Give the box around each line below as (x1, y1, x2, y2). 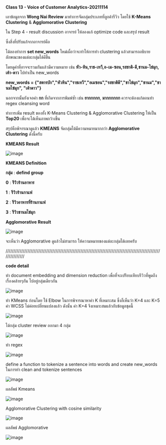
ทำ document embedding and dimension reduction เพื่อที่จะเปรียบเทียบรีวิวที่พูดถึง (5, 273, 157, 278)
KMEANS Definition (5, 160, 46, 166)
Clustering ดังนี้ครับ (5, 131, 42, 137)
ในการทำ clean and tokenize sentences (5, 366, 82, 372)
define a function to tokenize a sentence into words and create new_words (5, 362, 158, 367)
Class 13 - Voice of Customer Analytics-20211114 (5, 4, 108, 10)
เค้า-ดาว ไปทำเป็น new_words (5, 70, 59, 76)
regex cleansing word (5, 101, 50, 106)
